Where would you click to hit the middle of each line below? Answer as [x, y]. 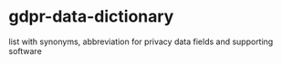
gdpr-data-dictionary [91, 17]
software [25, 50]
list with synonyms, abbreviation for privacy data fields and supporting [141, 41]
